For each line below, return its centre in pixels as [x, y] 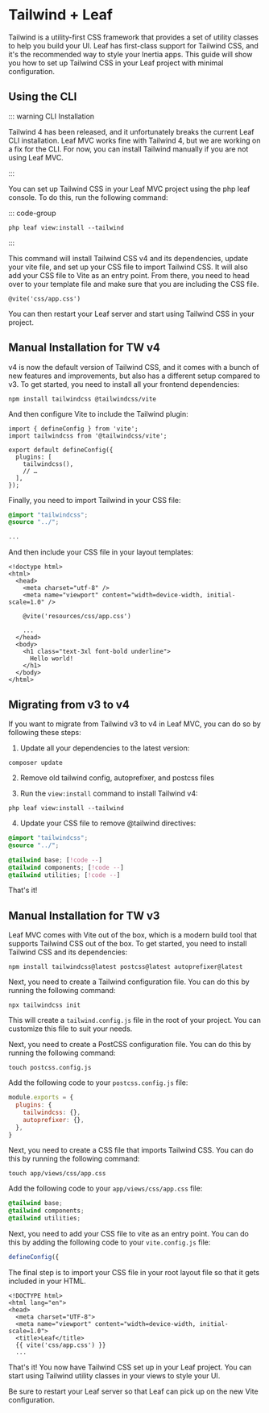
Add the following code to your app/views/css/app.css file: [106, 1189]
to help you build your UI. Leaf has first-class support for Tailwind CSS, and [134, 45]
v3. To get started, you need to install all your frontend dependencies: [124, 384]
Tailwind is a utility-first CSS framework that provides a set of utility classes [134, 37]
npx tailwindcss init [45, 1005]
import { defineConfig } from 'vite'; [73, 429]
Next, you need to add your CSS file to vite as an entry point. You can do [129, 1234]
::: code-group [32, 213]
